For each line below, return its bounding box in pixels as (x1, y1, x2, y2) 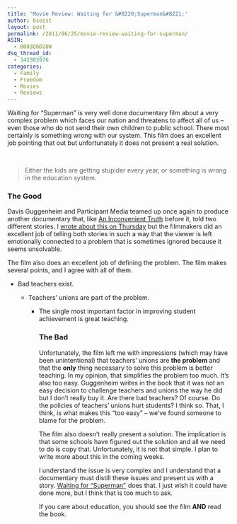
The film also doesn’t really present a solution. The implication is (38, 429, 226, 438)
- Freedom (13, 76, 42, 83)
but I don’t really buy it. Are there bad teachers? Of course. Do (38, 393, 221, 402)
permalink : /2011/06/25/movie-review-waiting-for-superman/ (7, 30, 189, 37)
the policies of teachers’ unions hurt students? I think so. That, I (38, 401, 224, 409)
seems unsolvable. (7, 245, 62, 253)
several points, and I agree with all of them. (7, 266, 133, 274)
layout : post (7, 23, 46, 30)
